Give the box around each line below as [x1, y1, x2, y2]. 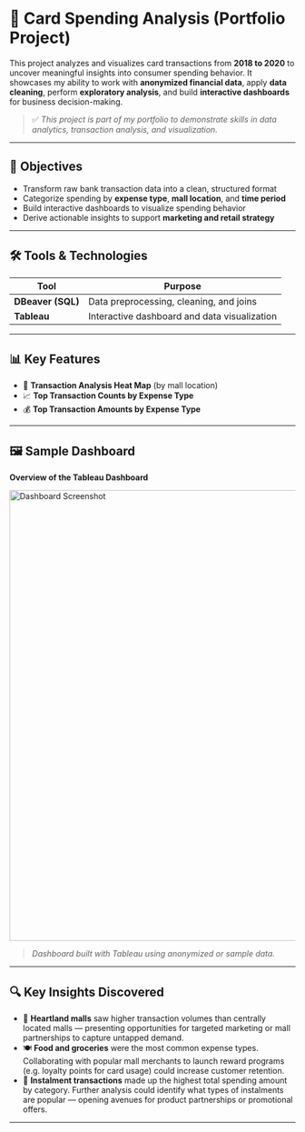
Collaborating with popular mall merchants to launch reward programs [22, 1056, 285, 1067]
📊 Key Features [9, 351, 101, 366]
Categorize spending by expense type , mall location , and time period [22, 193, 286, 204]
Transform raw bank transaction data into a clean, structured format [22, 183, 277, 194]
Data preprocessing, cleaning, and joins [87, 295, 257, 307]
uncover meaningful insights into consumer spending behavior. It [9, 67, 252, 78]
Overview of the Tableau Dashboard [9, 472, 149, 483]
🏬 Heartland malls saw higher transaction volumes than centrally [22, 1013, 266, 1024]
